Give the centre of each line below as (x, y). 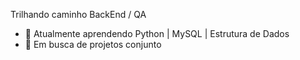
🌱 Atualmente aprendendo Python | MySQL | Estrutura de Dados (157, 33)
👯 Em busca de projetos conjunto (93, 44)
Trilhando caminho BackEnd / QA (78, 14)
